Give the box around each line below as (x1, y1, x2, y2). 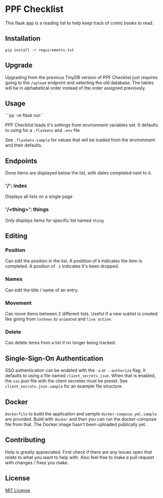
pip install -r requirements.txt (5, 47, 74, 53)
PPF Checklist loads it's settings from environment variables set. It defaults (5, 122, 159, 128)
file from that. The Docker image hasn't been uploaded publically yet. (5, 421, 147, 427)
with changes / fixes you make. (5, 459, 69, 466)
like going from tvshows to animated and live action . (5, 316, 112, 322)
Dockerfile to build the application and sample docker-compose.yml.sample (5, 410, 157, 416)
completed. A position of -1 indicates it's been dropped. (5, 263, 119, 269)
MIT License (5, 487, 31, 493)
